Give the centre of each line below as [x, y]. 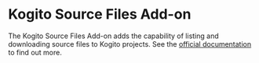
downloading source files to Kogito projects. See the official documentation [130, 44]
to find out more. [35, 52]
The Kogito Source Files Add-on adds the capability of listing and [114, 36]
